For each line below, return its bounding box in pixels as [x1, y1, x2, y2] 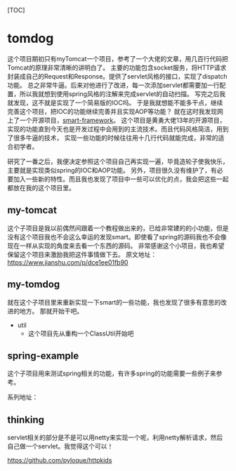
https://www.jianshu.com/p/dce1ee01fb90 [7, 258, 129, 266]
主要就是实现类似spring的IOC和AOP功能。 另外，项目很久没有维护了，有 [7, 166, 218, 174]
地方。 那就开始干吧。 [19, 307, 83, 315]
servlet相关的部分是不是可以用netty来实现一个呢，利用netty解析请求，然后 [7, 433, 223, 442]
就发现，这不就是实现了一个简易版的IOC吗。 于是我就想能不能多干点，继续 [7, 98, 223, 107]
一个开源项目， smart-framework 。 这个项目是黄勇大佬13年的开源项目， [19, 116, 226, 124]
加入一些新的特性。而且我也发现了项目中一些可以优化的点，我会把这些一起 [13, 175, 229, 183]
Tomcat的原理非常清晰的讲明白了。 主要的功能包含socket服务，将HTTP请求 [7, 63, 227, 72]
